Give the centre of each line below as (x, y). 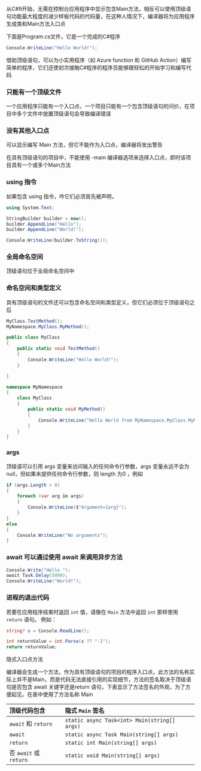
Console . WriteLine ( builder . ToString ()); (57, 241)
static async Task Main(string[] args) (121, 735)
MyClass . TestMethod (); (34, 321)
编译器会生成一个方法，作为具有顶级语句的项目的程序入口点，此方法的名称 (98, 672)
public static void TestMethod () (59, 349)
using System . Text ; (31, 208)
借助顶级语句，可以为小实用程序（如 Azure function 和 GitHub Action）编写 (99, 60)
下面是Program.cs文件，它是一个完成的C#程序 (63, 37)
